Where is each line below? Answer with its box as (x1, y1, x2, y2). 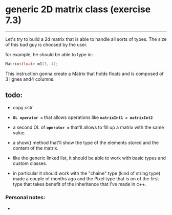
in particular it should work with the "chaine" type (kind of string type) (12, 170, 160, 176)
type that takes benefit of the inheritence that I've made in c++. (12, 181, 147, 187)
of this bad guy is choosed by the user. (5, 41, 88, 47)
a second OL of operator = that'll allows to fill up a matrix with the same (12, 124, 164, 130)
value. (12, 129, 26, 136)
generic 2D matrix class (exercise (5, 4, 151, 15)
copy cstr (12, 104, 33, 110)
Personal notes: (5, 194, 46, 201)
